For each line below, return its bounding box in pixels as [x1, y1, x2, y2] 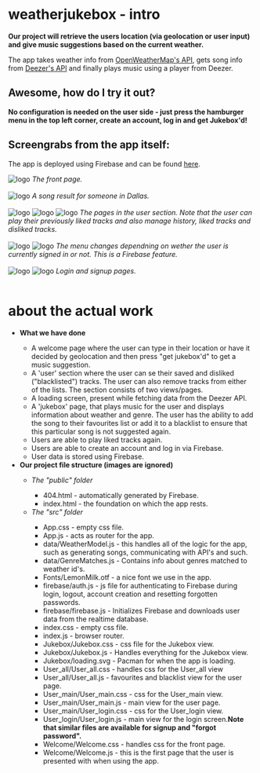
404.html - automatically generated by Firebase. [42, 490, 199, 500]
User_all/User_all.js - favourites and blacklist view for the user [42, 672, 243, 682]
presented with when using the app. [42, 756, 159, 765]
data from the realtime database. [42, 614, 149, 624]
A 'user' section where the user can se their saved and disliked [31, 368, 235, 378]
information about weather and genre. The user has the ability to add [31, 410, 254, 419]
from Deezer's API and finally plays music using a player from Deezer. [8, 63, 233, 72]
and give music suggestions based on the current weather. [8, 39, 204, 49]
